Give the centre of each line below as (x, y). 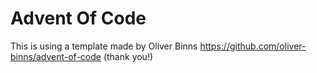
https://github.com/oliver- (253, 46)
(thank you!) (128, 56)
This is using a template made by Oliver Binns (104, 46)
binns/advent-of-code (56, 56)
